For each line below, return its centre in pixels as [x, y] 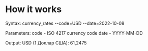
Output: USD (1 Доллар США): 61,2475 [46, 43]
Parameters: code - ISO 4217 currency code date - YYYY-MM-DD [74, 33]
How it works [34, 9]
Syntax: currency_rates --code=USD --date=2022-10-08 [65, 23]
